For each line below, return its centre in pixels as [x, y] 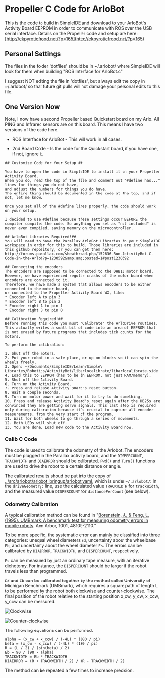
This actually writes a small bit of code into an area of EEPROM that [80, 328]
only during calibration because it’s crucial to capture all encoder [79, 410]
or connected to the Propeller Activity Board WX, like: [65, 293]
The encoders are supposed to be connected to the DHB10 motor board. [79, 271]
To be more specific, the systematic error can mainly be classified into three [82, 535]
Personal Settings [33, 54]
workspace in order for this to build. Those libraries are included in [82, 245]
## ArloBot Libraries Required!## [41, 237]
